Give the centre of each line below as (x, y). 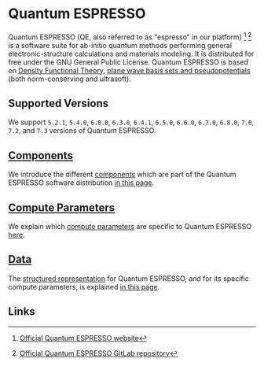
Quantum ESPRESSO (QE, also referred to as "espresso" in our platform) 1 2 (130, 36)
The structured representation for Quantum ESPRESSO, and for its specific (128, 278)
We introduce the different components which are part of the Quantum (123, 175)
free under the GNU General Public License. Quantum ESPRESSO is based (128, 62)
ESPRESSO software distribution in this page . (81, 183)
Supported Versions (58, 103)
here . (16, 235)
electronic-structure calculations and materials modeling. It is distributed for (131, 54)
